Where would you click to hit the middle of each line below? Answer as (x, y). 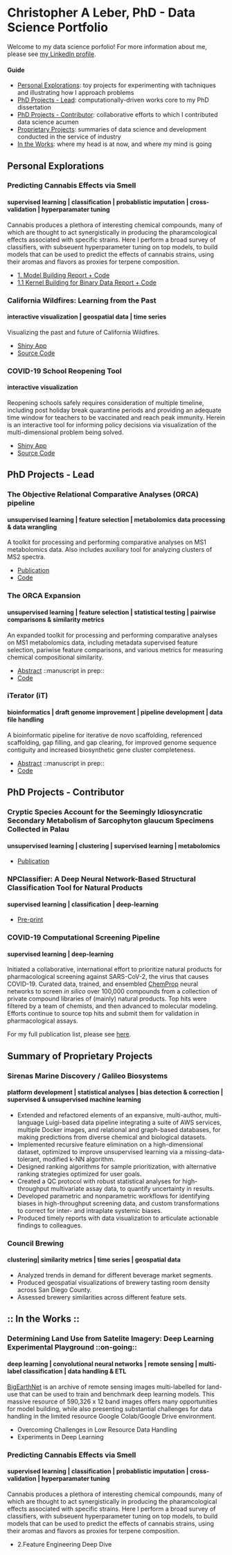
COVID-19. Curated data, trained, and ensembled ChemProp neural (103, 984)
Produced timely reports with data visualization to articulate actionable (118, 1218)
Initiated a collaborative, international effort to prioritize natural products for (115, 969)
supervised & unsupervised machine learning (74, 1099)
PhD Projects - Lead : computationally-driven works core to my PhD (113, 100)
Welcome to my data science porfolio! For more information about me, (107, 46)
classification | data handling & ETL (75, 1371)
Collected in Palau (38, 829)
